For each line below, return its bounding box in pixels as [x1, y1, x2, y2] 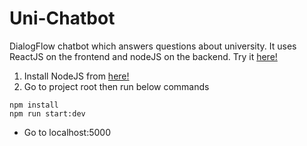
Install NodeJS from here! [23, 70, 130, 82]
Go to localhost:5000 [23, 126, 111, 138]
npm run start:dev [9, 108, 86, 119]
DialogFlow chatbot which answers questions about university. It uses [9, 40, 297, 52]
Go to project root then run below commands [23, 80, 210, 92]
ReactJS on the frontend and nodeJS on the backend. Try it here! [9, 50, 278, 62]
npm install [9, 100, 59, 110]
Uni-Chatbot [9, 7, 116, 30]
